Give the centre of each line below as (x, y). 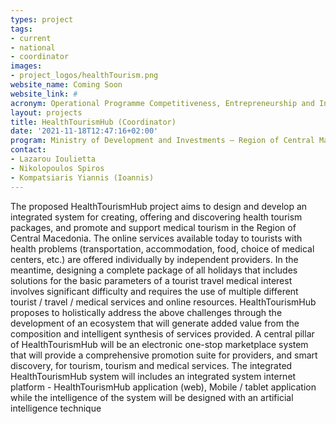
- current (31, 38)
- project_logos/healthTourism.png (84, 76)
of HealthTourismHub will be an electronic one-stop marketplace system (159, 344)
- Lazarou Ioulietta (53, 159)
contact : (28, 150)
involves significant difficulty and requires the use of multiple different (154, 291)
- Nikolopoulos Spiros (57, 168)
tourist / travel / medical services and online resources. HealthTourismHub (163, 302)
